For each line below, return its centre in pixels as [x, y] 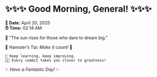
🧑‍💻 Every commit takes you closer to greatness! [56, 60]
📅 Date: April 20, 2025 [28, 22]
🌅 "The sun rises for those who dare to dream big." [56, 38]
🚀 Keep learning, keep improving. [40, 56]
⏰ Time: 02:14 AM [24, 28]
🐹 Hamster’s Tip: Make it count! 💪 [39, 47]
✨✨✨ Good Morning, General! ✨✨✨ [78, 9]
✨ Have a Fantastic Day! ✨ [32, 69]
